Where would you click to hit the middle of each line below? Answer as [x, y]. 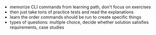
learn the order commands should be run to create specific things [76, 17]
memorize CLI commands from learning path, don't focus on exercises [80, 7]
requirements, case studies [37, 27]
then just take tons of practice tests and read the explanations [71, 12]
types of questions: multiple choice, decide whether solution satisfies [79, 22]
